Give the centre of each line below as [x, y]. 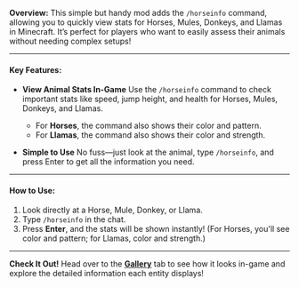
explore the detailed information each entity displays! [107, 274]
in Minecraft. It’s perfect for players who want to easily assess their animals [147, 32]
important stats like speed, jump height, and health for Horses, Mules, [150, 99]
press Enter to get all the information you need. [108, 162]
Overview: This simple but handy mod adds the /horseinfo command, [138, 13]
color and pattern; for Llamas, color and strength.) [114, 238]
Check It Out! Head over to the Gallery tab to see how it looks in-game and [147, 264]
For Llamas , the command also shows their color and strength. [150, 135]
